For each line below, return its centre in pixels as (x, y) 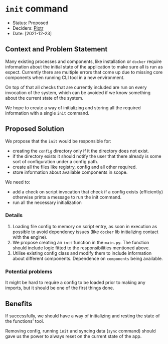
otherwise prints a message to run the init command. (67, 197)
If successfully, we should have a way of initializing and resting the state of (82, 316)
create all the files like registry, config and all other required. (74, 167)
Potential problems (29, 271)
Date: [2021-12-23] (32, 33)
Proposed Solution (35, 129)
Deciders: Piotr (28, 28)
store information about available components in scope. (70, 172)
